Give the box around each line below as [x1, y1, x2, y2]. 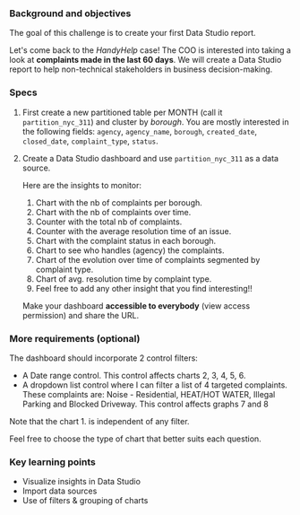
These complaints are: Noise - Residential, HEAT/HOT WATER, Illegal [21, 388, 276, 399]
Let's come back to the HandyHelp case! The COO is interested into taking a [9, 45, 291, 56]
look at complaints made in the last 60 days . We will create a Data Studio [9, 55, 282, 65]
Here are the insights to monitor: [21, 179, 141, 190]
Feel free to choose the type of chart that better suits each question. [9, 433, 261, 444]
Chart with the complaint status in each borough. [35, 235, 217, 246]
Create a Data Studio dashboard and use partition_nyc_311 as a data [21, 153, 279, 163]
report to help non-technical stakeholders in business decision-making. [9, 64, 273, 74]
